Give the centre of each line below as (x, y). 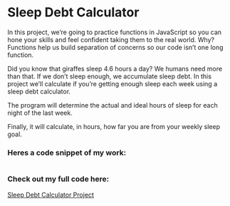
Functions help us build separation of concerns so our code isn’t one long (115, 47)
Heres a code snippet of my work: (67, 153)
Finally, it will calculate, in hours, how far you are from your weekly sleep (114, 126)
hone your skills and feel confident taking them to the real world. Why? (111, 39)
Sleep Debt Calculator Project (51, 195)
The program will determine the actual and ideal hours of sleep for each (113, 105)
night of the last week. (40, 113)
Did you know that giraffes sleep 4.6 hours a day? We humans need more (115, 68)
